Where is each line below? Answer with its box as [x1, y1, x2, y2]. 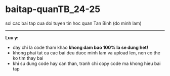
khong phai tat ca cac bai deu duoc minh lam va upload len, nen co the [12, 49, 161, 56]
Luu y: [5, 34, 19, 41]
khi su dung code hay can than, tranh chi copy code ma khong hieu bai [12, 60, 161, 66]
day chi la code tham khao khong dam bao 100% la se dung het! [12, 44, 148, 50]
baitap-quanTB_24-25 [5, 4, 101, 15]
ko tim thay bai [12, 55, 44, 61]
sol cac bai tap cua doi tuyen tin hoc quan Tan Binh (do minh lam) [5, 20, 142, 26]
